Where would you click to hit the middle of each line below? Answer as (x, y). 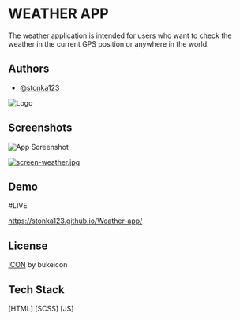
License (28, 246)
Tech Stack (36, 290)
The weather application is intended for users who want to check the (120, 35)
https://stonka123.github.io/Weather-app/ (75, 221)
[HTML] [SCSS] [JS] (41, 309)
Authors (29, 69)
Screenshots (40, 128)
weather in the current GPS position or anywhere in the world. (109, 43)
